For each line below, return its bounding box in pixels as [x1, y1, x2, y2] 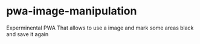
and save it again [6, 30, 49, 37]
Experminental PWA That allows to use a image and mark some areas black [6, 24, 194, 31]
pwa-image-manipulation [6, 4, 137, 18]
